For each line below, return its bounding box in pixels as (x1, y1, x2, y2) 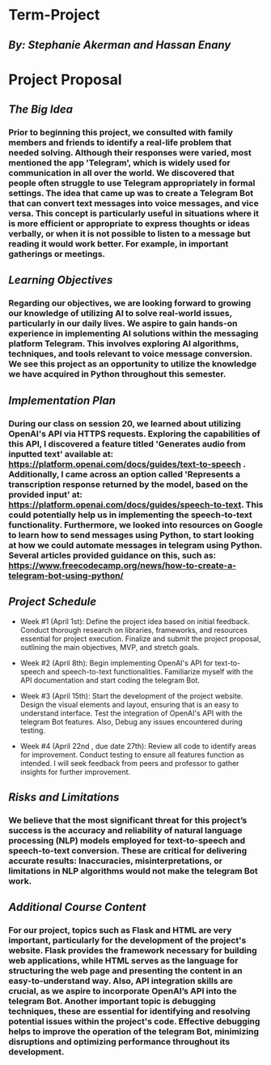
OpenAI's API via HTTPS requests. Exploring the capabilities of (8, 428, 260, 439)
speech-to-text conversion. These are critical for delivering (8, 845, 248, 856)
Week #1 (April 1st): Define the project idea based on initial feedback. (19, 616, 251, 626)
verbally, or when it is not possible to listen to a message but (8, 229, 251, 240)
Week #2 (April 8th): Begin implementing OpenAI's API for (19, 658, 214, 668)
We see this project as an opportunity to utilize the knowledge (8, 358, 257, 370)
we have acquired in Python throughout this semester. (8, 369, 227, 380)
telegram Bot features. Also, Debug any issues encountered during (19, 716, 243, 726)
